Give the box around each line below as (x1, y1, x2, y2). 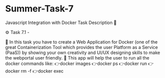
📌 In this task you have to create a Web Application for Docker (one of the (5, 38, 158, 45)
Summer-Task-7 (5, 3, 74, 14)
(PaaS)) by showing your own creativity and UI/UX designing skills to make (5, 49, 160, 55)
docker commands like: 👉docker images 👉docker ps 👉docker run (5, 60, 147, 66)
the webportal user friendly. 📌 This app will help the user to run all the (5, 54, 150, 60)
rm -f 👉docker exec (21, 68, 64, 74)
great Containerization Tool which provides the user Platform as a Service (5, 44, 158, 50)
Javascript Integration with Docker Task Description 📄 (5, 19, 117, 25)
